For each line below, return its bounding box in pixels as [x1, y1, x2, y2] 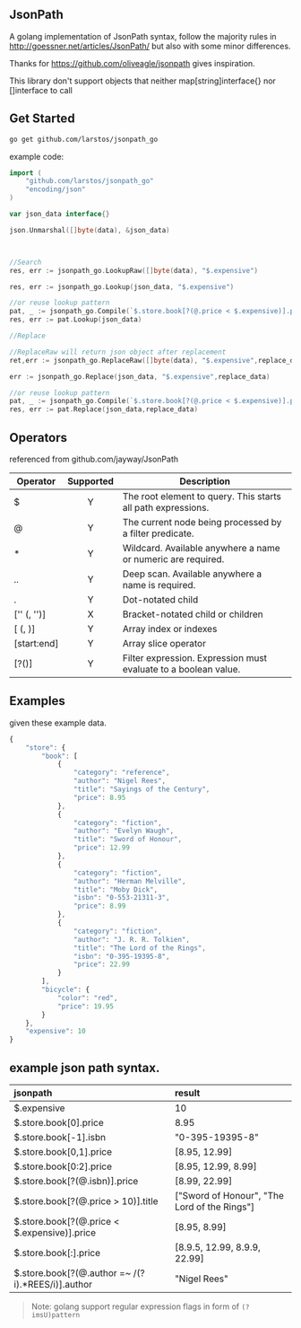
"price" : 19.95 [56, 1001, 115, 1011]
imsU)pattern [30, 1310, 81, 1319]
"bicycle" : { [41, 985, 90, 994]
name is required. [122, 578, 196, 591]
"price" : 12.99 [73, 843, 130, 852]
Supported [66, 475, 115, 488]
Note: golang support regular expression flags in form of [30, 1301, 240, 1312]
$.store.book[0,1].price [13, 1145, 112, 1157]
